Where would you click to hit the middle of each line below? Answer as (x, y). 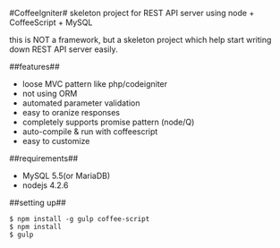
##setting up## (38, 202)
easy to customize (56, 141)
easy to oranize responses (71, 112)
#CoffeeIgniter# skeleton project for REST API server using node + (132, 13)
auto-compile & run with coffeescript (90, 132)
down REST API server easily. (64, 49)
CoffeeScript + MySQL (51, 22)
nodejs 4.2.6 (45, 185)
